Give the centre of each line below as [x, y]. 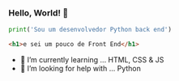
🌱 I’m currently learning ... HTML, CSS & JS [92, 60]
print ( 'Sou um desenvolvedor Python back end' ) [90, 30]
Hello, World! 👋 [38, 13]
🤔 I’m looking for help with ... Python [81, 69]
